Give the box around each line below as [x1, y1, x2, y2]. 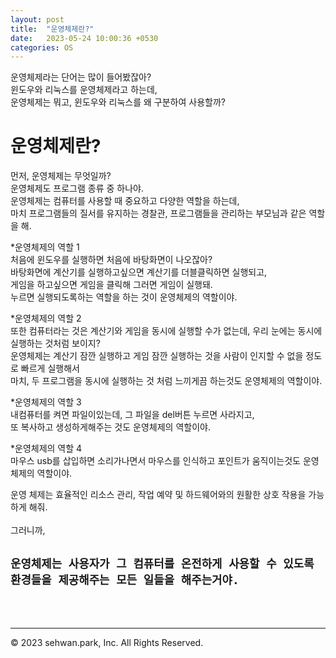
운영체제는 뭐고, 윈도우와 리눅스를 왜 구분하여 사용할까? [10, 96, 226, 108]
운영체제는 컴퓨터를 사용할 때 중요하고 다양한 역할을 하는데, [10, 195, 240, 207]
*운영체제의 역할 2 [10, 312, 82, 325]
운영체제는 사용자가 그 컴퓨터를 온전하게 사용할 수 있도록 [10, 556, 315, 571]
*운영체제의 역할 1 [10, 241, 80, 253]
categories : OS [10, 42, 74, 53]
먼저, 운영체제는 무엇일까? [10, 170, 112, 182]
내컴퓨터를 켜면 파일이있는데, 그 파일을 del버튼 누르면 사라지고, [10, 409, 255, 421]
